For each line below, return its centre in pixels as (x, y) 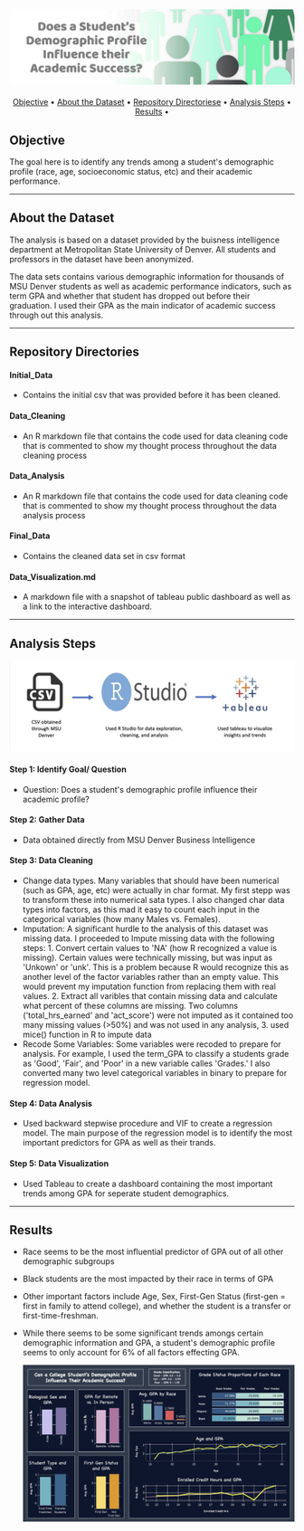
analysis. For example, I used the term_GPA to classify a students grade (156, 1054)
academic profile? (56, 799)
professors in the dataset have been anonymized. (102, 259)
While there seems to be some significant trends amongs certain (143, 1333)
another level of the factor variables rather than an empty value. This (150, 977)
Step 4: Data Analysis (51, 1103)
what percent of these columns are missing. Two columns (130, 1006)
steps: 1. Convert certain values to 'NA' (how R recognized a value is (150, 948)
